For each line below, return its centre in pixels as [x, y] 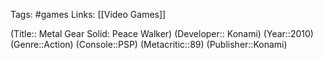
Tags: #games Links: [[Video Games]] [88, 14]
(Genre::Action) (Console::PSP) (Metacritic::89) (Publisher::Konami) [149, 44]
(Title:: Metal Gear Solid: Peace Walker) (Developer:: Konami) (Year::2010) [162, 33]
